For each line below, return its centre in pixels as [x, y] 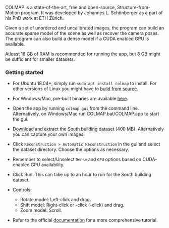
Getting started [24, 72]
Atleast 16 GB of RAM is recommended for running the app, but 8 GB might [83, 54]
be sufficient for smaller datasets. [40, 59]
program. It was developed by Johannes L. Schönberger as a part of [92, 13]
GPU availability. [47, 165]
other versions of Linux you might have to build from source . [75, 89]
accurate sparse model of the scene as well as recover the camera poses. [82, 33]
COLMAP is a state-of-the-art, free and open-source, [61, 7]
